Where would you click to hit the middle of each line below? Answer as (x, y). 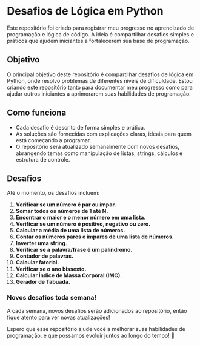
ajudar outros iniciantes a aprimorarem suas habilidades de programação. (99, 94)
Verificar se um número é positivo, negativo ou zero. (83, 224)
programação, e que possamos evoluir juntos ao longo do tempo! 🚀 (91, 335)
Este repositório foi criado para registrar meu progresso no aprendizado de (101, 28)
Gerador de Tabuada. (43, 282)
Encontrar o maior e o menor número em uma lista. (81, 218)
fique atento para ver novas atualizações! (58, 317)
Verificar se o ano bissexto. (51, 269)
